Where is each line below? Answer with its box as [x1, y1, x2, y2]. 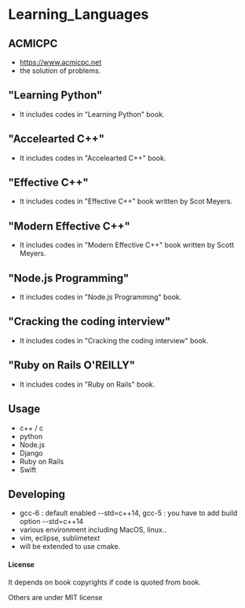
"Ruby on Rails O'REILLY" [8, 359, 136, 372]
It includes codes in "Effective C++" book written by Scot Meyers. [19, 196, 233, 206]
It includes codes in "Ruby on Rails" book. [19, 379, 155, 389]
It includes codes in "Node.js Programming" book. [19, 292, 182, 302]
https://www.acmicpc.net [19, 57, 102, 67]
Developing [8, 487, 65, 500]
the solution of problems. [19, 66, 101, 75]
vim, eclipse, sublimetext [19, 533, 101, 543]
